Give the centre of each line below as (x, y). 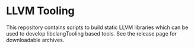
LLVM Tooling (41, 11)
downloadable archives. (35, 40)
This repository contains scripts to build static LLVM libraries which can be (97, 27)
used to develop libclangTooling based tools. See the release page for (91, 33)
